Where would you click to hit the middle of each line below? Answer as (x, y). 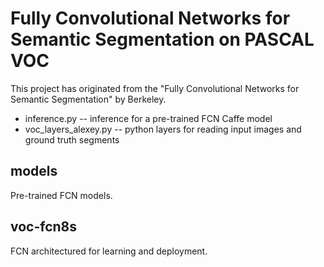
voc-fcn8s (44, 227)
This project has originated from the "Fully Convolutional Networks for (155, 88)
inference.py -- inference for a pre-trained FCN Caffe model (148, 118)
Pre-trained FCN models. (61, 195)
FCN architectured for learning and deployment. (109, 251)
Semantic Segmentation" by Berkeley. (88, 99)
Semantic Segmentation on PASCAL (162, 39)
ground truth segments (72, 139)
